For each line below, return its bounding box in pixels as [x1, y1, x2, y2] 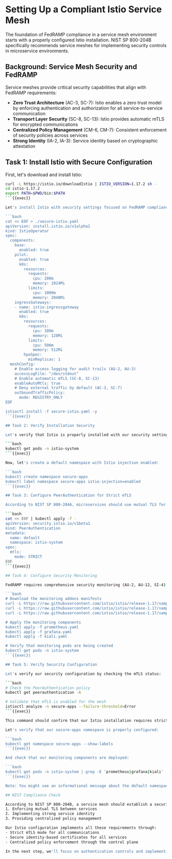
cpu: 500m [32, 342, 54, 348]
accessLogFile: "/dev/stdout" [14, 371, 79, 376]
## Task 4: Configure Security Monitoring [5, 573, 97, 578]
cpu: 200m [32, 276, 54, 281]
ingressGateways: [14, 299, 52, 305]
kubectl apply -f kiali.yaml [5, 634, 68, 639]
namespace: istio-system [10, 540, 63, 545]
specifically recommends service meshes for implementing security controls [5, 42, 167, 48]
